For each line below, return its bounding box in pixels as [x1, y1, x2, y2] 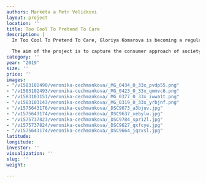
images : [6, 77, 26, 83]
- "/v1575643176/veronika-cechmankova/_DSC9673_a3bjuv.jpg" [6, 105, 164, 111]
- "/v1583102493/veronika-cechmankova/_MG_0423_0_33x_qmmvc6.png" [6, 88, 180, 95]
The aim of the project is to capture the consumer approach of [12, 48, 180, 55]
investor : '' [6, 145, 40, 151]
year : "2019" [6, 59, 40, 66]
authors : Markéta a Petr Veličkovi [6, 9, 97, 15]
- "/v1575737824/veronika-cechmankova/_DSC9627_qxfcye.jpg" [6, 122, 164, 128]
